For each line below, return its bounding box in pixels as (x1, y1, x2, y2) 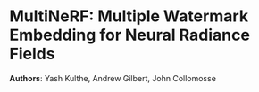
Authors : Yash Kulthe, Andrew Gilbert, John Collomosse (9, 73, 217, 83)
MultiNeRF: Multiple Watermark (9, 6, 248, 27)
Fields (9, 44, 55, 64)
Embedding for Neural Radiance (9, 25, 250, 45)
